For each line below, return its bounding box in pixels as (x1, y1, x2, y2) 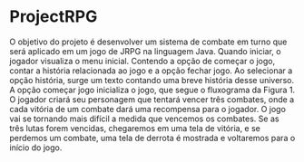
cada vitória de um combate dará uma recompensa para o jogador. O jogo (9, 103, 286, 114)
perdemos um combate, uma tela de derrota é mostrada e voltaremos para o (9, 132, 296, 143)
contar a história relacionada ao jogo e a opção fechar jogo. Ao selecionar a (9, 65, 293, 76)
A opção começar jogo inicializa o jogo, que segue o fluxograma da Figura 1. (9, 84, 296, 95)
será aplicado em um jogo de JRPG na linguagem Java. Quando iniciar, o (9, 45, 281, 56)
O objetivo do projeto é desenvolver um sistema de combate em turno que (9, 36, 288, 47)
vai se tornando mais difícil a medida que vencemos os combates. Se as (9, 113, 279, 124)
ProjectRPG (9, 6, 98, 27)
